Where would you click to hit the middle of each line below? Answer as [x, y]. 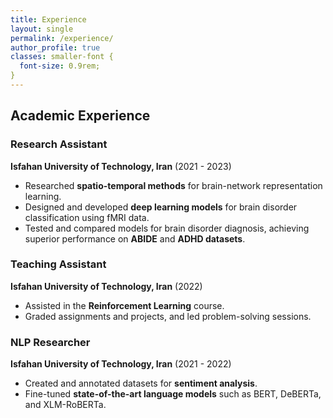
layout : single [42, 29]
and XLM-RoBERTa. [65, 405]
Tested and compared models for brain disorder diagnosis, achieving [167, 228]
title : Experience [48, 19]
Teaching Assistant [58, 264]
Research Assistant [59, 144]
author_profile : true [55, 47]
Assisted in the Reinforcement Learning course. [124, 305]
